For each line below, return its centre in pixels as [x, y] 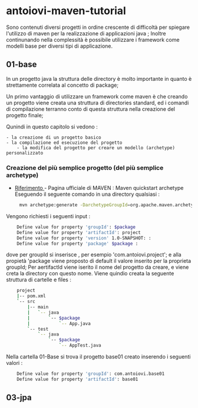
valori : [14, 363]
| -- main [38, 307]
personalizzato [25, 153]
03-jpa [19, 398]
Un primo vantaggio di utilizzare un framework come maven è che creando [97, 96]
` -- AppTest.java [80, 346]
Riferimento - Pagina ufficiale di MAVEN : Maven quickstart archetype [99, 188]
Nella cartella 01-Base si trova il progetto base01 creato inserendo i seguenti [98, 357]
